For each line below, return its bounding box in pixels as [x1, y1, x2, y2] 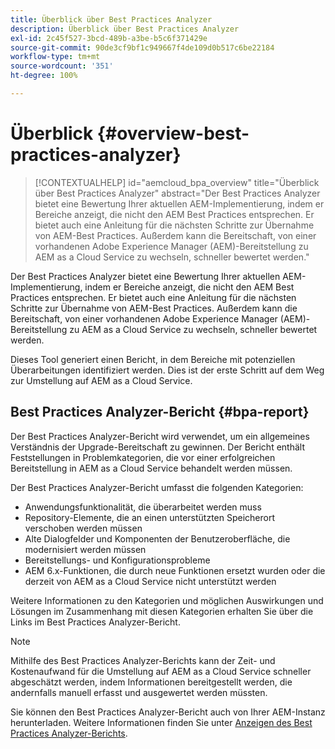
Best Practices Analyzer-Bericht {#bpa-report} [10, 404, 310, 421]
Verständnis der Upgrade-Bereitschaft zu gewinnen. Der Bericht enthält [10, 441, 305, 453]
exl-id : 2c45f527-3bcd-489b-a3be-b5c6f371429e [10, 33, 208, 43]
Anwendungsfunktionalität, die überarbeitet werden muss [24, 501, 262, 513]
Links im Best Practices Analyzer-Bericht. [10, 616, 181, 628]
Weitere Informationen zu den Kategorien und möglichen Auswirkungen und [10, 594, 324, 606]
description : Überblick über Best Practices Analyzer [10, 24, 240, 34]
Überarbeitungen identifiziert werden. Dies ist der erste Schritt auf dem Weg [10, 364, 325, 376]
